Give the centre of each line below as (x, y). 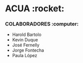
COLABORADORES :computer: (42, 24)
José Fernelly (26, 45)
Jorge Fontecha (28, 50)
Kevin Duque (25, 40)
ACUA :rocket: (35, 9)
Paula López (25, 56)
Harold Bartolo (27, 34)
